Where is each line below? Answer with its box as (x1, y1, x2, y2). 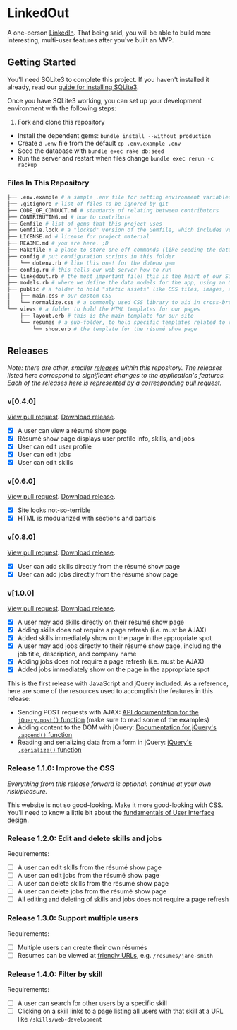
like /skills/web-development (17, 1015, 102, 1024)
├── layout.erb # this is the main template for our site (20, 312, 194, 319)
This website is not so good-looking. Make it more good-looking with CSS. (7, 801, 224, 809)
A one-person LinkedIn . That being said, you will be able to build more (7, 28, 212, 37)
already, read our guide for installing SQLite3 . (7, 83, 139, 91)
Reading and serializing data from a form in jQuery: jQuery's (17, 738, 193, 747)
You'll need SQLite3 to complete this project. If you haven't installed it (7, 75, 209, 83)
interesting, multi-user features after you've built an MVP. (7, 35, 174, 44)
